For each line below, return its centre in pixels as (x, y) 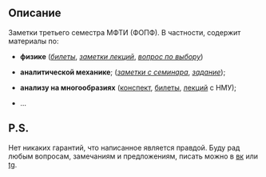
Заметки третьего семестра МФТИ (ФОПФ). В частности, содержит (125, 32)
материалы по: (34, 41)
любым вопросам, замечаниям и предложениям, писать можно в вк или (133, 156)
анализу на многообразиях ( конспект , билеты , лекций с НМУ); (128, 87)
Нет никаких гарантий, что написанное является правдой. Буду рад (124, 147)
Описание (35, 13)
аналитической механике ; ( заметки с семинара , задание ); (123, 72)
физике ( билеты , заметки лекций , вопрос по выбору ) (111, 56)
